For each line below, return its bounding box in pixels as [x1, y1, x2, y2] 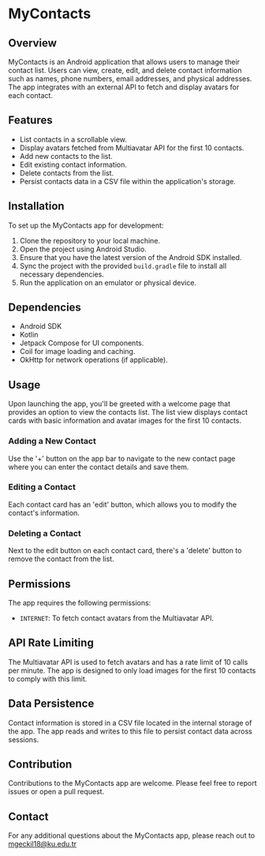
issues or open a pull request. [8, 787, 105, 797]
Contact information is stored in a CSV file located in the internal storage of [8, 718, 252, 727]
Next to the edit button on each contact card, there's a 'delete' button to [8, 546, 242, 556]
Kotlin [19, 330, 39, 340]
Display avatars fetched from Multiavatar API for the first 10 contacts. [19, 143, 244, 153]
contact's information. [8, 507, 80, 518]
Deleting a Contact [8, 527, 81, 538]
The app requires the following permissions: [8, 598, 151, 607]
